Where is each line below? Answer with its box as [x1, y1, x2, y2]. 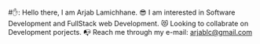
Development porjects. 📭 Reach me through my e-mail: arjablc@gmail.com [8, 28, 253, 36]
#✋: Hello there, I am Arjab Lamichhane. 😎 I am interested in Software [8, 8, 236, 17]
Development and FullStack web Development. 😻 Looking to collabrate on [8, 19, 249, 28]
